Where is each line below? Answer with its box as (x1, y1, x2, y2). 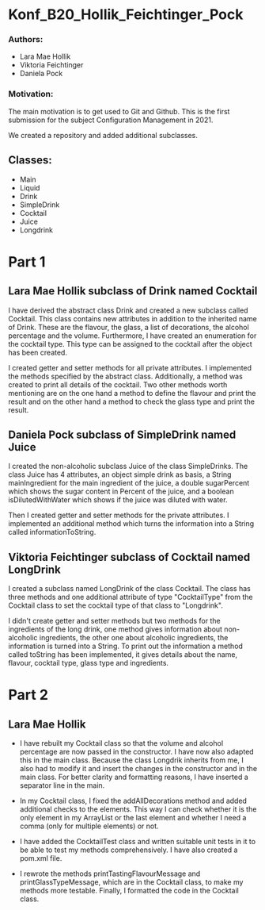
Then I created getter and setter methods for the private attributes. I (8, 510, 229, 520)
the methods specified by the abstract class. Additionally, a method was (8, 371, 243, 381)
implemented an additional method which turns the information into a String (8, 519, 255, 528)
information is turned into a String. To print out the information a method (8, 641, 244, 651)
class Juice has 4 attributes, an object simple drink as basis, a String (8, 470, 232, 479)
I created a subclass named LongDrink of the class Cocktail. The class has (8, 584, 251, 593)
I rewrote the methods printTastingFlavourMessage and (19, 869, 201, 878)
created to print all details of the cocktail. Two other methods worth (8, 379, 228, 390)
